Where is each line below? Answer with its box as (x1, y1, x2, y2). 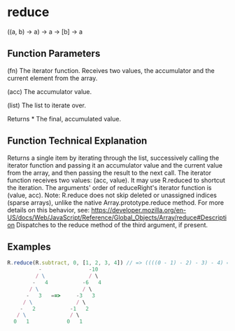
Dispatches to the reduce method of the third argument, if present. (16, 220, 208, 229)
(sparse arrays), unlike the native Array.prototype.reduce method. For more (7, 198, 225, 207)
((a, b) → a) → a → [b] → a (7, 27, 83, 36)
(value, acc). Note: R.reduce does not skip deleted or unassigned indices (7, 191, 217, 199)
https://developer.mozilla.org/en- (90, 205, 187, 214)
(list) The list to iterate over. (7, 101, 86, 109)
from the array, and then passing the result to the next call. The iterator (7, 168, 212, 177)
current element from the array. (7, 74, 98, 82)
